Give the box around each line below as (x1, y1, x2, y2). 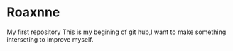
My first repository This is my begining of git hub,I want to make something (6, 28, 227, 36)
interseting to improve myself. (6, 35, 94, 43)
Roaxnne (6, 4, 60, 21)
